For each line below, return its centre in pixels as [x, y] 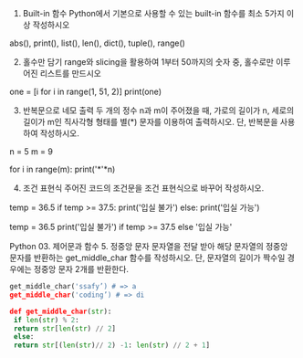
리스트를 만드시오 [71, 73]
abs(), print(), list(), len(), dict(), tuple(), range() [97, 43]
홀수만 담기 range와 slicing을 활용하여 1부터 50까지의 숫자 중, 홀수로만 [148, 62]
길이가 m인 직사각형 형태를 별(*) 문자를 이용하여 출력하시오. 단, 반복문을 [150, 122]
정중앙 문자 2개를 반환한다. [81, 269]
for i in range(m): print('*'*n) [63, 169]
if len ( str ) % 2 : [46, 320]
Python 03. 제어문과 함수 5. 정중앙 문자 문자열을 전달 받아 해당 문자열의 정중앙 [149, 246]
